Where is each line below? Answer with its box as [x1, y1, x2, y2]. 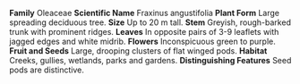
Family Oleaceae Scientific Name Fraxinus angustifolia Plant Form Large [9, 8, 280, 18]
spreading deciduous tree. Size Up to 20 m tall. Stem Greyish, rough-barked [9, 17, 291, 28]
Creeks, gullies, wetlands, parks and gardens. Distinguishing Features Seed [9, 55, 292, 65]
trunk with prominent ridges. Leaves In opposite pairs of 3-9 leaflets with [9, 27, 279, 37]
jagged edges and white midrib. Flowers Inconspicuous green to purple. [9, 36, 276, 46]
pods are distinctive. [9, 64, 85, 75]
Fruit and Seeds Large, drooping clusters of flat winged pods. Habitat [9, 46, 268, 56]
